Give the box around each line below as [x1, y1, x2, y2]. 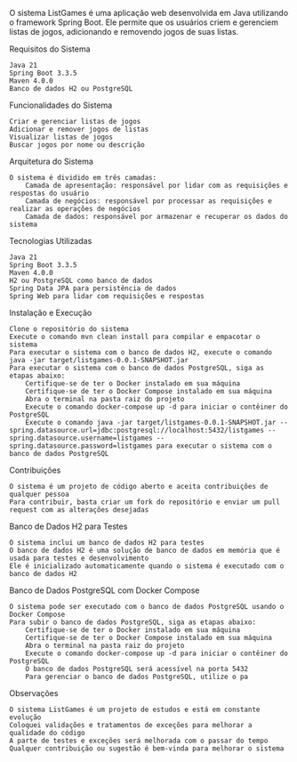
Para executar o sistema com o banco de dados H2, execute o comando [9, 348, 273, 357]
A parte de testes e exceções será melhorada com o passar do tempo [9, 736, 269, 745]
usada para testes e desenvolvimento [9, 554, 149, 563]
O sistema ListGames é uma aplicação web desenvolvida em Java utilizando [9, 8, 289, 18]
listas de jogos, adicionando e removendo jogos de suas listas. [9, 27, 239, 36]
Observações [9, 688, 59, 698]
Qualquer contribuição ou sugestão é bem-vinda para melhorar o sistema [9, 744, 285, 753]
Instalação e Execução [9, 307, 92, 318]
